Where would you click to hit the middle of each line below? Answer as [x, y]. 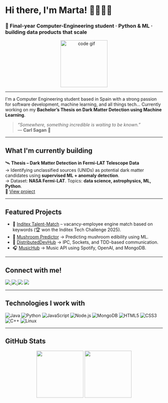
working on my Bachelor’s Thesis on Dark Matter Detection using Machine [83, 110]
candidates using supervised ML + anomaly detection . [62, 175]
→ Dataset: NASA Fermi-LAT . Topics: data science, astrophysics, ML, [78, 181]
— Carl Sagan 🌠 [34, 130]
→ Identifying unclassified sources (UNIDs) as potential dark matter [74, 170]
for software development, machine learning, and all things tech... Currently [83, 104]
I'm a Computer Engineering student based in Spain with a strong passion [81, 99]
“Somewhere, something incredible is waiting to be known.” [79, 125]
